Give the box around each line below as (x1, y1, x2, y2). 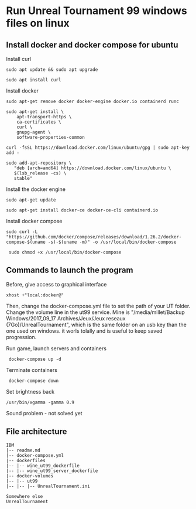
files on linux (6, 16, 70, 30)
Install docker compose (6, 218, 63, 224)
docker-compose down (8, 378, 59, 384)
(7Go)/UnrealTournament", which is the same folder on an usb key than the (6, 321, 187, 328)
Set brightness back (6, 388, 54, 395)
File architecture (6, 426, 67, 437)
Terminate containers (6, 366, 57, 373)
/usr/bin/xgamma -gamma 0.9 (6, 399, 75, 405)
